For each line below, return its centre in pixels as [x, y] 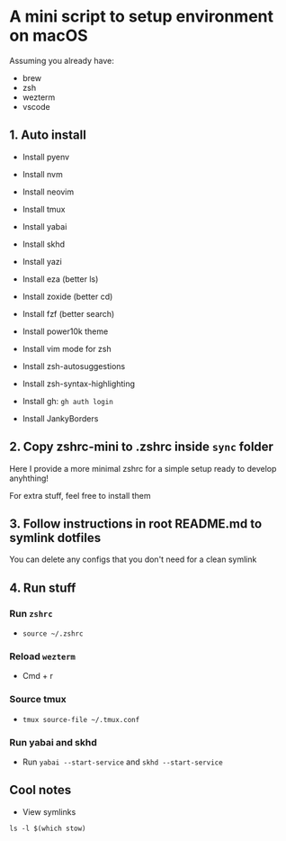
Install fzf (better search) [68, 313]
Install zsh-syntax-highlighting [79, 384]
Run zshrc [31, 613]
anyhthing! [29, 478]
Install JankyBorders [60, 418]
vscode [36, 106]
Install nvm [42, 174]
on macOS [49, 36]
